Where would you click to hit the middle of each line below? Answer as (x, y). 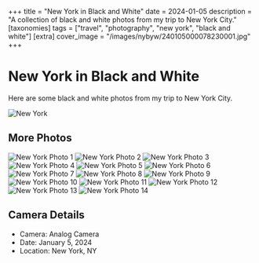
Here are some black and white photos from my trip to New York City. (120, 98)
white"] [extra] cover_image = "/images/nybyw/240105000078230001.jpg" (129, 36)
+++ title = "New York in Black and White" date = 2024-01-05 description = (130, 11)
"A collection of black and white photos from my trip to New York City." (122, 20)
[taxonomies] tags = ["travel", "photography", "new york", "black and (119, 28)
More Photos (40, 138)
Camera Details (46, 215)
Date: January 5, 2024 (56, 242)
